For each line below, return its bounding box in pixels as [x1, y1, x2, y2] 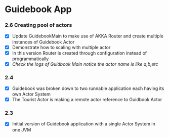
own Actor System [12, 91, 51, 97]
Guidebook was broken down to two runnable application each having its [12, 85, 164, 92]
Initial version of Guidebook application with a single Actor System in [12, 121, 155, 127]
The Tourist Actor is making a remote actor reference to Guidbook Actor [12, 97, 162, 103]
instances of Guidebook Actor [12, 39, 75, 45]
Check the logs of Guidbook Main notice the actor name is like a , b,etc [12, 61, 158, 67]
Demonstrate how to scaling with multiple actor [12, 44, 111, 50]
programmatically [12, 56, 49, 62]
